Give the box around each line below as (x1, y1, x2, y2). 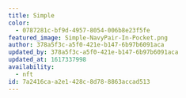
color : (8, 19, 30, 27)
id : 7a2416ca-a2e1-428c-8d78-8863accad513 (8, 77, 150, 85)
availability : (8, 63, 55, 71)
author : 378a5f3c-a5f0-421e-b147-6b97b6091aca (8, 41, 165, 49)
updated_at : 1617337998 (8, 56, 87, 64)
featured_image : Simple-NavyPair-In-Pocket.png (8, 33, 169, 42)
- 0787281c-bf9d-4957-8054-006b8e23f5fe (15, 26, 150, 34)
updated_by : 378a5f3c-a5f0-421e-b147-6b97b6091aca (8, 48, 179, 56)
